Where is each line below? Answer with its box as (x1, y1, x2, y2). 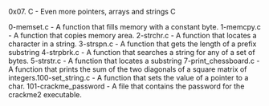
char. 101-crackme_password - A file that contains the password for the (8, 81, 245, 91)
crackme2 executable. (8, 90, 82, 99)
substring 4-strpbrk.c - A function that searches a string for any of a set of (8, 48, 255, 57)
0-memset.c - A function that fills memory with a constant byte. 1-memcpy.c (8, 22, 261, 31)
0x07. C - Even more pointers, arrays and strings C (8, 7, 177, 16)
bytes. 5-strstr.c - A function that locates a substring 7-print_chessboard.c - (8, 56, 260, 65)
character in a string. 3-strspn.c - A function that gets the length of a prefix (8, 39, 257, 49)
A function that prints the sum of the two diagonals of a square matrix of (8, 65, 247, 74)
